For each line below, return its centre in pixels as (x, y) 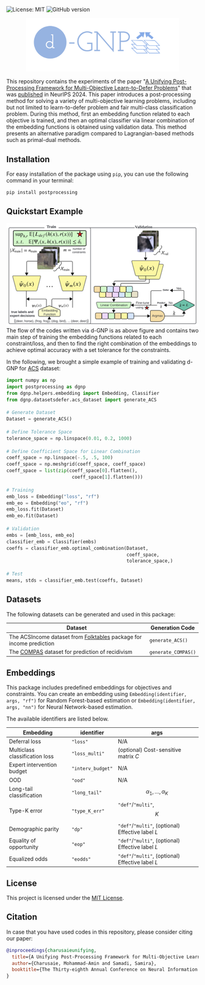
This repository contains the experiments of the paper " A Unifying (89, 81)
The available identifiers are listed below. (58, 719)
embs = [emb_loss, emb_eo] (41, 535)
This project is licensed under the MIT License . (65, 897)
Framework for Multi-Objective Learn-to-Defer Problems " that (114, 88)
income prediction (32, 643)
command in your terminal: (40, 181)
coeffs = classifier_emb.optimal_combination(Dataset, (77, 548)
